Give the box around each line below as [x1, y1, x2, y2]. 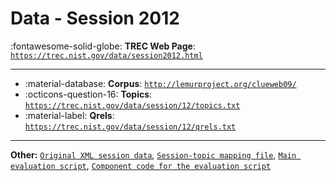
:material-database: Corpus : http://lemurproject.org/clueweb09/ [24, 77, 297, 89]
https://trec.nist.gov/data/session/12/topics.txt [24, 100, 241, 111]
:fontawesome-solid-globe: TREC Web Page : [10, 40, 196, 52]
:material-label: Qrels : [24, 109, 115, 121]
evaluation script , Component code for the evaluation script [10, 159, 272, 171]
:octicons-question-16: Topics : [24, 88, 153, 100]
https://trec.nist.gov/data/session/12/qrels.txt [24, 122, 237, 132]
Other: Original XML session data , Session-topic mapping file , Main [10, 148, 297, 161]
